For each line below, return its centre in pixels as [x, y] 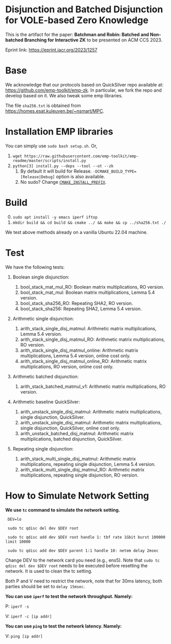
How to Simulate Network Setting [77, 496]
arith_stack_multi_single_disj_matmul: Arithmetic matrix [78, 459]
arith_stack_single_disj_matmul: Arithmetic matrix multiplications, [88, 328]
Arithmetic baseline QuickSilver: [46, 402]
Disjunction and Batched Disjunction [84, 9]
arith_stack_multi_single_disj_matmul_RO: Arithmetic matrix [82, 469]
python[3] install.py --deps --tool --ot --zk [63, 166]
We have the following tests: [35, 267]
